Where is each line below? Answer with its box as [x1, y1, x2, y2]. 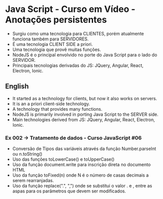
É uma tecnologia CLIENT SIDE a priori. [12, 41, 93, 47]
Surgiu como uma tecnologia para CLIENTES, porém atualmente [12, 30, 144, 36]
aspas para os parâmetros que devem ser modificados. [12, 188, 126, 194]
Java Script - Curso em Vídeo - [5, 3, 136, 15]
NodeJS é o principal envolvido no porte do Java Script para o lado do [12, 51, 158, 58]
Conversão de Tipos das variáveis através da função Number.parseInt [12, 146, 156, 152]
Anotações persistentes [5, 14, 107, 25]
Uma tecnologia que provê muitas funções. [12, 46, 101, 52]
